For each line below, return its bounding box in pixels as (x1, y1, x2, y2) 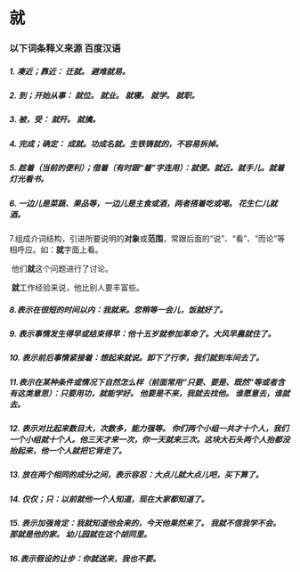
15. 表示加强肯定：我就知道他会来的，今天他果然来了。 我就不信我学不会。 (9, 518, 281, 528)
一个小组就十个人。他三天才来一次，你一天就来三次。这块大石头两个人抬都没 (9, 434, 290, 445)
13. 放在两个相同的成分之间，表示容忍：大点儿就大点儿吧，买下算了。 (9, 470, 264, 480)
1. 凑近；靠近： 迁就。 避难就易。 (9, 66, 131, 77)
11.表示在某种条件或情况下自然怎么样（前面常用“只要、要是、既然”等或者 (9, 376, 278, 388)
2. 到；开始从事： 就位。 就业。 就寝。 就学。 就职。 (9, 90, 199, 101)
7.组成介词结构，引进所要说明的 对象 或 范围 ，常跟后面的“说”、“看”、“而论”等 (9, 233, 286, 243)
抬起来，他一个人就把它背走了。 (9, 445, 126, 456)
